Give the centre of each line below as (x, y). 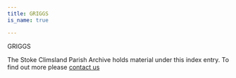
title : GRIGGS (28, 14)
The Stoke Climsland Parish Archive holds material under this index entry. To (118, 59)
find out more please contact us (54, 67)
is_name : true (28, 20)
